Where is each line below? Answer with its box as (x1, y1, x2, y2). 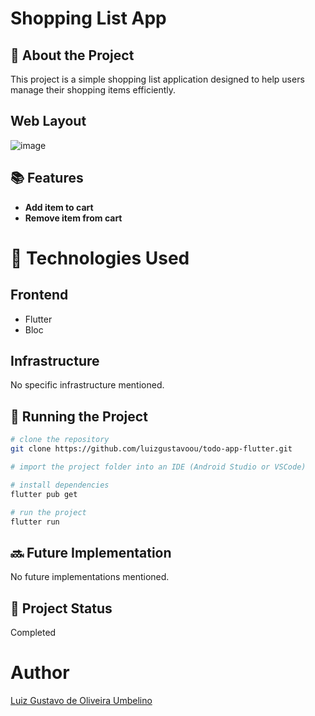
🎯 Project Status (10, 600, 113, 617)
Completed (10, 627, 57, 638)
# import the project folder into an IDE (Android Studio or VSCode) (10, 462, 307, 472)
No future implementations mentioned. (10, 571, 170, 583)
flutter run (10, 517, 60, 527)
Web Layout (10, 113, 87, 130)
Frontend (10, 287, 69, 304)
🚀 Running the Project (10, 408, 148, 425)
